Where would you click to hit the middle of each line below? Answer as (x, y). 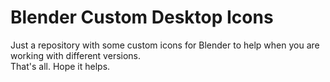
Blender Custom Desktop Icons (142, 17)
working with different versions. (76, 55)
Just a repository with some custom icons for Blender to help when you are (165, 45)
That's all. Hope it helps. (60, 66)
